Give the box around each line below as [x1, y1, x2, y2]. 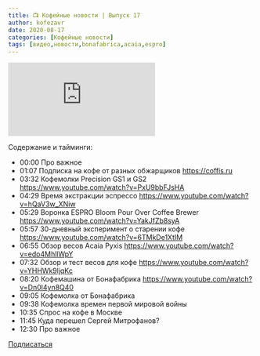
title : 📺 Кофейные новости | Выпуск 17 [8, 11, 141, 20]
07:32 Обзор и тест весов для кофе [19, 258, 138, 267]
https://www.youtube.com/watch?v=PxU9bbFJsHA [19, 183, 185, 192]
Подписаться [8, 340, 53, 349]
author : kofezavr [8, 19, 65, 27]
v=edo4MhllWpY [19, 249, 74, 259]
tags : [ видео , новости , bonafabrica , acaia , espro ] [8, 41, 167, 49]
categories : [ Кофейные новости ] [8, 33, 114, 42]
